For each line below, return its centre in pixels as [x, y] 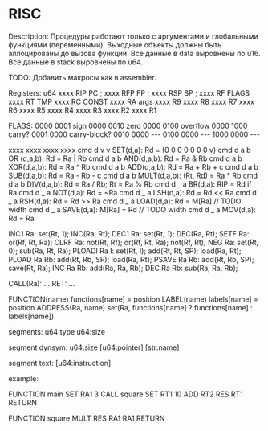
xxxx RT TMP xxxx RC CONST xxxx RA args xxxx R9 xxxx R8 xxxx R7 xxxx [132, 101]
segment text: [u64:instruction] [60, 363]
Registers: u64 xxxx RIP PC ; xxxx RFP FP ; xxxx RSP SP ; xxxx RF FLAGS [129, 92]
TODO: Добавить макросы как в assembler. [82, 77]
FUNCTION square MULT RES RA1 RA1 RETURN [87, 418]
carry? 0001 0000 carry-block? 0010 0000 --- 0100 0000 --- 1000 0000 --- [134, 134]
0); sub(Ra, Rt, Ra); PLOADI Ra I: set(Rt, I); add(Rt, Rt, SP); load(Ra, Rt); [125, 251]
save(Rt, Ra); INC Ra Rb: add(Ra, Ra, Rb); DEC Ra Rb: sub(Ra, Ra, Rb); [123, 268]
